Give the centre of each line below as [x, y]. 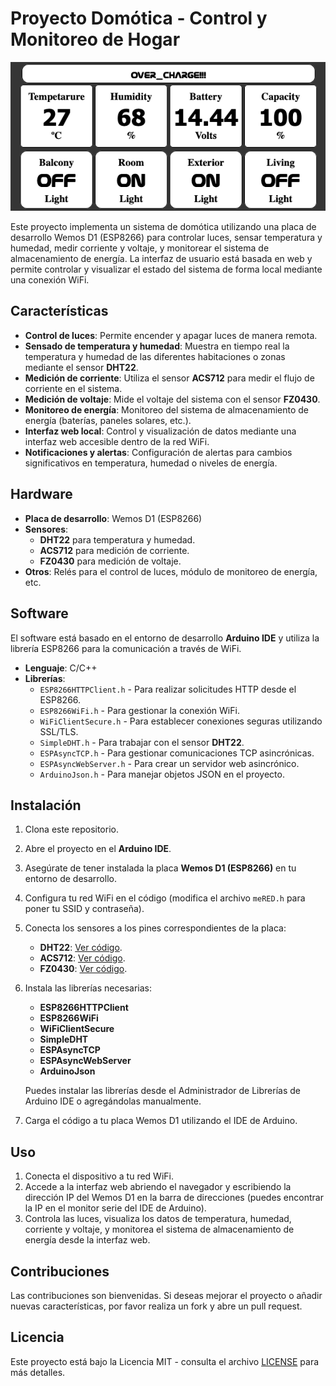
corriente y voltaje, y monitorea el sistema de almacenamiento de [159, 1229]
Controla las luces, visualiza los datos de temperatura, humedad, [158, 1219]
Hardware [41, 494]
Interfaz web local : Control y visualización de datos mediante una [160, 431]
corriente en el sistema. [73, 388]
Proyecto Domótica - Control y [139, 18]
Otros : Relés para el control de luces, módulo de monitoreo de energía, [171, 571]
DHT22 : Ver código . [81, 948]
